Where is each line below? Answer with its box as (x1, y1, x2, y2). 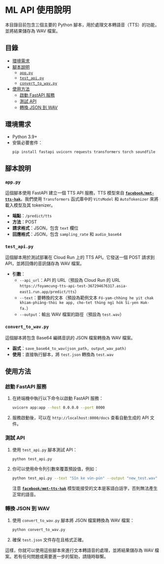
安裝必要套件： (12, 139, 43, 146)
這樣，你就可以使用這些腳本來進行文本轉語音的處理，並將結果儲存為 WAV (5, 547, 154, 553)
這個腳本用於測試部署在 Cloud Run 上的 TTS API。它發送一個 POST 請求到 (5, 255, 155, 261)
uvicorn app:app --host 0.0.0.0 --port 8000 (12, 405, 105, 410)
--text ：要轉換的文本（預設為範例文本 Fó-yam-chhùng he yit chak (19, 295, 154, 301)
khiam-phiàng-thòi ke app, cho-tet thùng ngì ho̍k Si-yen (19, 301, 139, 305)
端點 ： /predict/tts (12, 213, 52, 219)
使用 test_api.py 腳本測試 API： (12, 447, 78, 452)
